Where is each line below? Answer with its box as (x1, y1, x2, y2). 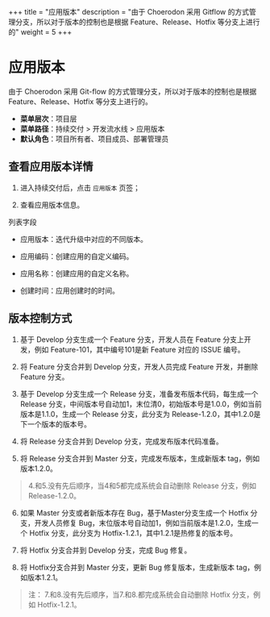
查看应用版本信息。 (19, 200, 85, 210)
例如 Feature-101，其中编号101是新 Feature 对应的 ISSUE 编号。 (34, 344, 245, 354)
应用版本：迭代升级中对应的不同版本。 (19, 234, 147, 244)
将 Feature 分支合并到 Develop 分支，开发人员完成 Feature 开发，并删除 (19, 361, 259, 371)
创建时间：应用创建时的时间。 (19, 286, 119, 295)
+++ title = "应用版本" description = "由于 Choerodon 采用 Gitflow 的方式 (8, 7, 250, 16)
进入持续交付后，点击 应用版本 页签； (19, 182, 141, 192)
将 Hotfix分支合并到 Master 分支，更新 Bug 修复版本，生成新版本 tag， (19, 562, 255, 572)
